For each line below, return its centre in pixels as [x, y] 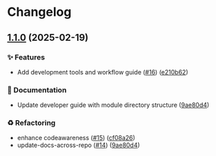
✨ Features [26, 57]
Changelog [39, 12]
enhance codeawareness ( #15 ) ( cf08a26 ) [76, 138]
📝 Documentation [37, 90]
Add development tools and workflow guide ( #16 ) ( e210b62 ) [102, 72]
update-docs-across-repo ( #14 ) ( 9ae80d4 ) [78, 145]
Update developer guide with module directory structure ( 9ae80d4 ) [113, 105]
